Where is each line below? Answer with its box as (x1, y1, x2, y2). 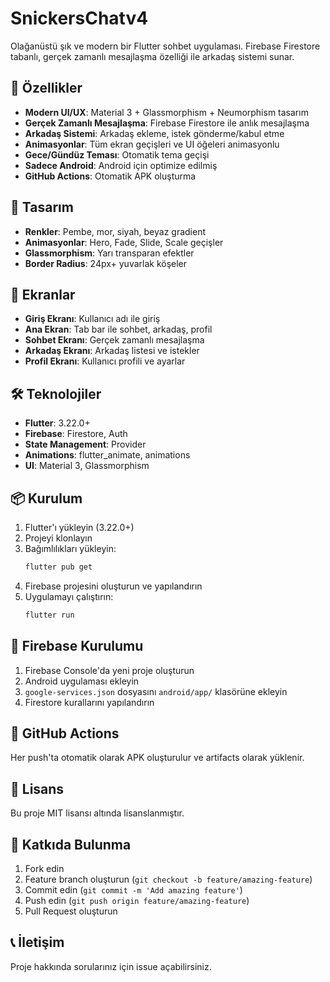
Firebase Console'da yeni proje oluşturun (24, 664, 195, 676)
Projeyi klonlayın (24, 532, 93, 544)
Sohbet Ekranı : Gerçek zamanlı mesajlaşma (24, 334, 205, 346)
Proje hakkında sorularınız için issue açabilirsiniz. (10, 960, 212, 972)
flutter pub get (24, 562, 93, 572)
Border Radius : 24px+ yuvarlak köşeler (24, 257, 188, 269)
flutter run (24, 610, 75, 620)
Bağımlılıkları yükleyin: (24, 543, 117, 554)
